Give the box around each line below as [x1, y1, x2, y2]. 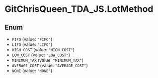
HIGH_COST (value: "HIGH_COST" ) [11, 47, 75, 52]
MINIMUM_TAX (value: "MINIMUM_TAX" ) [11, 57, 84, 63]
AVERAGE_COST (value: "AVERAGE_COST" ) [11, 63, 88, 68]
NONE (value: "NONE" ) [11, 68, 53, 74]
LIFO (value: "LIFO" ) [11, 41, 53, 47]
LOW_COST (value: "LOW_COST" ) [11, 52, 71, 58]
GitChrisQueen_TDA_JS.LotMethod [4, 3, 154, 15]
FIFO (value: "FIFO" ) [11, 36, 53, 42]
